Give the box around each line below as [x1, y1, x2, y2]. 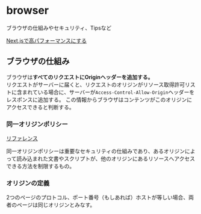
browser [6, 4, 49, 17]
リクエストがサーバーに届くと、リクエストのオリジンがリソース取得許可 [6, 81, 185, 88]
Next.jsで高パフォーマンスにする [6, 37, 87, 44]
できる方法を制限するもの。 [6, 163, 75, 170]
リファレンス [6, 135, 38, 142]
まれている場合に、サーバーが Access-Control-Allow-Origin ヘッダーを [22, 88, 195, 96]
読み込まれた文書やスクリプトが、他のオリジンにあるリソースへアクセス [16, 155, 196, 162]
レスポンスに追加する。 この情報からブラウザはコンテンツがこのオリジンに [6, 96, 193, 103]
